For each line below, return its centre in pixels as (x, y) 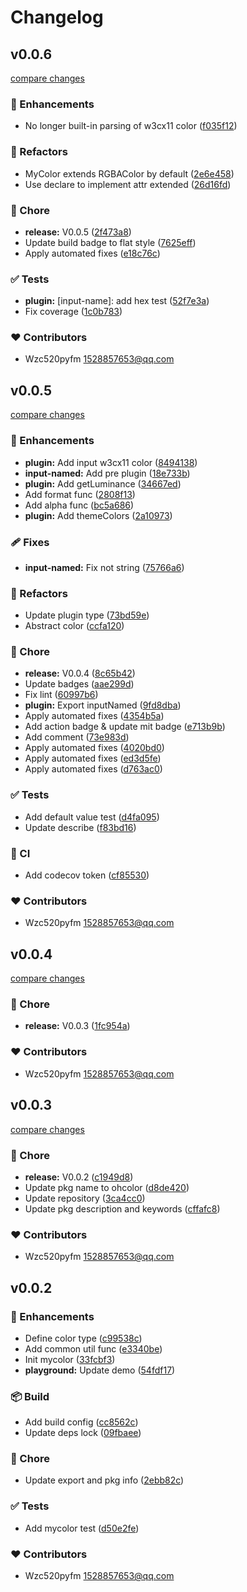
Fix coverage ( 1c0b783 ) (73, 312)
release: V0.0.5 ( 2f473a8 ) (78, 232)
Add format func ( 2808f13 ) (80, 494)
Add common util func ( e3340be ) (93, 1348)
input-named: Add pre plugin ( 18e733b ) (107, 473)
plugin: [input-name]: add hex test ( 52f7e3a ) (117, 301)
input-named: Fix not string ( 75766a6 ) (104, 567)
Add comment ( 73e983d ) (77, 737)
